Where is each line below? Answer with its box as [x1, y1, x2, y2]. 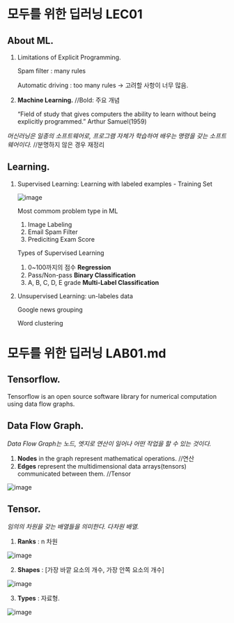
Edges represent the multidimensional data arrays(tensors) [17, 462, 187, 470]
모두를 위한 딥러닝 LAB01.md [7, 346, 166, 361]
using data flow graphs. [7, 400, 75, 408]
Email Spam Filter [27, 228, 78, 236]
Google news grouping [17, 305, 84, 314]
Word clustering [17, 318, 64, 327]
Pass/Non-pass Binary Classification [27, 270, 136, 279]
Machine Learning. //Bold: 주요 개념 [17, 96, 120, 104]
